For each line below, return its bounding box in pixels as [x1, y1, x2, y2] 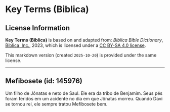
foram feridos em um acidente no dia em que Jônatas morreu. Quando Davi [5, 95, 163, 101]
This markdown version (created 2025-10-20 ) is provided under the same [5, 52, 157, 58]
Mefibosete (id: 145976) [5, 77, 82, 85]
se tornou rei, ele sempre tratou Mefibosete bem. [5, 101, 108, 107]
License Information [5, 24, 70, 32]
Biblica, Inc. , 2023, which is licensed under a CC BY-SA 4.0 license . [5, 42, 146, 48]
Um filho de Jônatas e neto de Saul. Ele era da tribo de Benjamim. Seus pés [5, 90, 163, 96]
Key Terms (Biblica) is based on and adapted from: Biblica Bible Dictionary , [5, 37, 163, 43]
